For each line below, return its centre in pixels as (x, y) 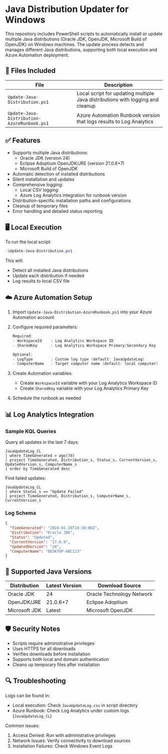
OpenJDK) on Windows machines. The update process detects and (74, 44)
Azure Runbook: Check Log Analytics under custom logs (70, 710)
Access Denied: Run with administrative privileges (64, 735)
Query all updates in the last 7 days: (42, 442)
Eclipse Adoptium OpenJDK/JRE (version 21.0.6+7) (72, 163)
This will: (14, 261)
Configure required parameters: (45, 327)
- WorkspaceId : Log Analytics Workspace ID (63, 341)
